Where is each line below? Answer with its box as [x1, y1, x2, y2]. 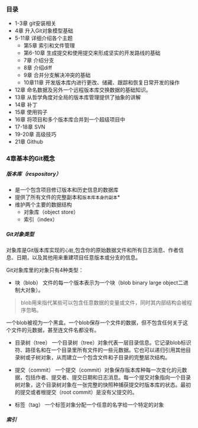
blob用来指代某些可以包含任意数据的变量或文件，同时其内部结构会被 [20, 299, 187, 306]
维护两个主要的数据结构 [14, 201, 72, 208]
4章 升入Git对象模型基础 [14, 27, 74, 34]
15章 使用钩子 [14, 108, 48, 116]
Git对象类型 [6, 230, 34, 237]
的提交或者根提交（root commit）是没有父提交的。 [14, 389, 138, 396]
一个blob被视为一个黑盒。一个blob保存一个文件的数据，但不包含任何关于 [6, 319, 183, 326]
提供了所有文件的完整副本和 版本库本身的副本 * [14, 194, 120, 201]
